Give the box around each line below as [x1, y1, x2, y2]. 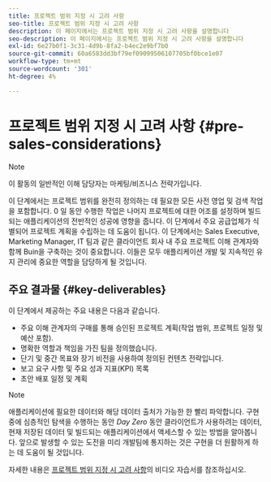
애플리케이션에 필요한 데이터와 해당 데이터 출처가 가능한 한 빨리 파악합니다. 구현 [8, 407, 260, 417]
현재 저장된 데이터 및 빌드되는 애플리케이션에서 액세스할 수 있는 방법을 [8, 428, 230, 437]
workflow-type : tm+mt [8, 58, 82, 66]
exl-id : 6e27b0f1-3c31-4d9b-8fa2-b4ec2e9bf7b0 [8, 42, 169, 50]
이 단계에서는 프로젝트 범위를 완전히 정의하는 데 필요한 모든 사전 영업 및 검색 [8, 196, 249, 206]
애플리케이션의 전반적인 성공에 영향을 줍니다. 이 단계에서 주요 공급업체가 [23, 216, 252, 226]
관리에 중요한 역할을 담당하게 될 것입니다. [16, 257, 148, 267]
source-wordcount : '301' [8, 65, 92, 73]
